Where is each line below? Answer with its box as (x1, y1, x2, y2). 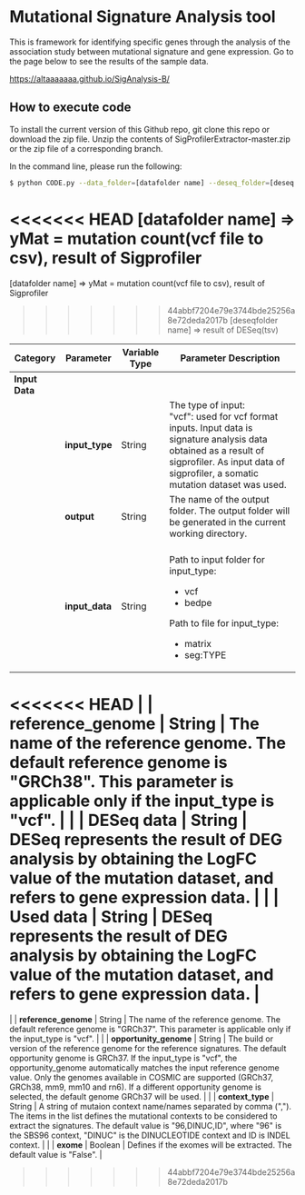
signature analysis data (169, 433, 268, 445)
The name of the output (169, 493, 270, 505)
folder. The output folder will (169, 504, 290, 517)
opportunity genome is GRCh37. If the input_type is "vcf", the (9, 1052, 238, 1063)
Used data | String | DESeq (9, 906, 213, 927)
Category (14, 352, 56, 364)
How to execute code (9, 100, 132, 115)
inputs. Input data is (169, 421, 253, 433)
